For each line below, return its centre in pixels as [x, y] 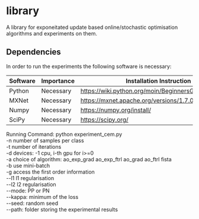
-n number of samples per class [45, 140]
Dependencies [33, 52]
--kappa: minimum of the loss [42, 197]
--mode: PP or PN [28, 191]
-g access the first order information [50, 172]
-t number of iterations [34, 146]
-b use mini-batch [28, 165]
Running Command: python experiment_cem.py [64, 134]
